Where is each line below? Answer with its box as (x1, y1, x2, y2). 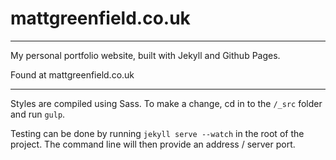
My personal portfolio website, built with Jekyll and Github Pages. (10, 49, 281, 61)
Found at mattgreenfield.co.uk (10, 68, 135, 81)
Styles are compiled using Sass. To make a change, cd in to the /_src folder (10, 97, 323, 109)
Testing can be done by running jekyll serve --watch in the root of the (10, 127, 305, 139)
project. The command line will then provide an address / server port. (10, 138, 296, 150)
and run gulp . (10, 108, 66, 120)
